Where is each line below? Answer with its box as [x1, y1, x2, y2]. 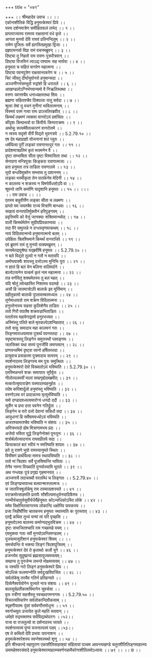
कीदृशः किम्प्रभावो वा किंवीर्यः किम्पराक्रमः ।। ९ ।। [5, 119, 83, 125]
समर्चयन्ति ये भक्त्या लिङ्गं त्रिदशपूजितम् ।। [5, 542, 73, 547]
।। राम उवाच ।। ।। [5, 192, 41, 197]
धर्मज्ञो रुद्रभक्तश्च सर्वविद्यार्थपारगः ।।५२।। [5, 614, 74, 619]
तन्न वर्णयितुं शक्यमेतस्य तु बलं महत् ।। [5, 275, 65, 281]
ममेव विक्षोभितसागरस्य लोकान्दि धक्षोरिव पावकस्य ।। [5, 503, 85, 508]
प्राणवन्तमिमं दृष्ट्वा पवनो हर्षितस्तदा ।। [5, 348, 65, 353]
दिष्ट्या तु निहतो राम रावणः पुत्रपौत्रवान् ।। [5, 53, 69, 59]
